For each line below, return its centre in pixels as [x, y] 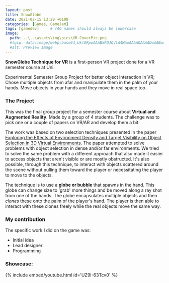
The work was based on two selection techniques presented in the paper [81, 132]
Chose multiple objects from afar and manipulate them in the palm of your [82, 82]
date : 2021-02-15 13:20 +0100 [37, 19]
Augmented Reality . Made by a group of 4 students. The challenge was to [82, 117]
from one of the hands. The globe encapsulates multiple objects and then [81, 195]
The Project [20, 100]
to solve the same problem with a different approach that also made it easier [84, 153]
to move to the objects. [29, 175]
